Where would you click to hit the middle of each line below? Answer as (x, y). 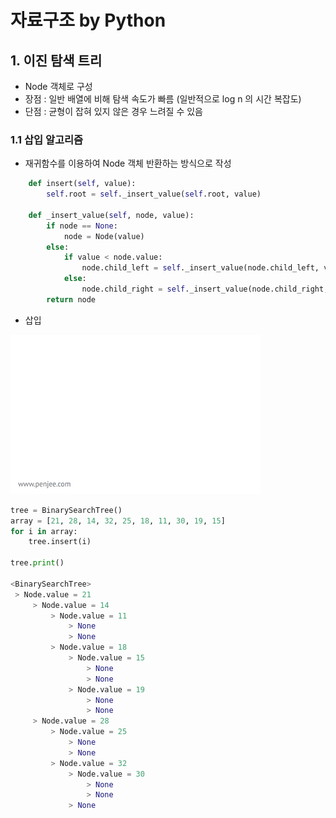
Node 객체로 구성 (58, 86)
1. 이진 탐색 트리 (56, 60)
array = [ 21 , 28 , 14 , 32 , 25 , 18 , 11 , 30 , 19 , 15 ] (118, 521)
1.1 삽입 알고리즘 (47, 139)
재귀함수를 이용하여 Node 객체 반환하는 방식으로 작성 (128, 163)
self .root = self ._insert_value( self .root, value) (154, 194)
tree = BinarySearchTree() (66, 510)
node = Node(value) (104, 236)
